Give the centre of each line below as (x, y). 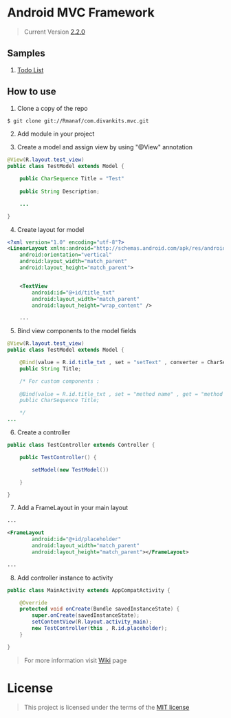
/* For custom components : (59, 381)
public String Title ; (50, 369)
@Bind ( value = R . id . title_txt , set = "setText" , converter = (112, 363)
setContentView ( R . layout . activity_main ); (92, 622)
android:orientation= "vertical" (66, 255)
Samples (26, 53)
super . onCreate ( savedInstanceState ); (86, 615)
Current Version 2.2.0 (55, 32)
